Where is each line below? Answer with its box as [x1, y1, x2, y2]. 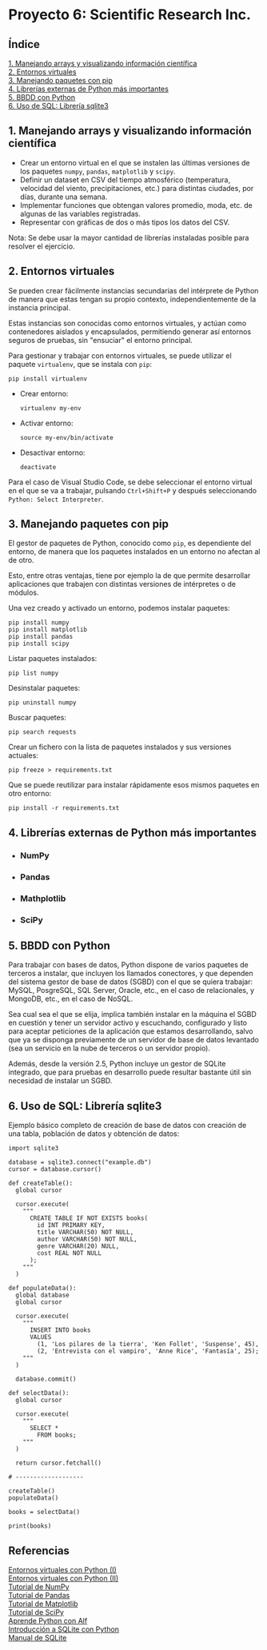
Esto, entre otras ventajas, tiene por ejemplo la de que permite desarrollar [8, 571, 251, 580]
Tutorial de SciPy [8, 1607, 64, 1616]
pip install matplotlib [8, 626, 88, 634]
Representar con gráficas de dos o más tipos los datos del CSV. [19, 217, 230, 227]
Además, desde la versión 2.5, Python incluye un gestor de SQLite [8, 1059, 226, 1069]
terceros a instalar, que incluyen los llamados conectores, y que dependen [8, 969, 253, 978]
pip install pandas [8, 633, 74, 641]
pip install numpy [8, 619, 70, 627]
